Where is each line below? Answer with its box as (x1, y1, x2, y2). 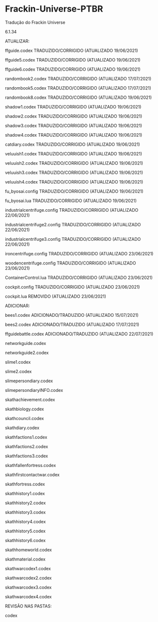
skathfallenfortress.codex (5, 462, 56, 468)
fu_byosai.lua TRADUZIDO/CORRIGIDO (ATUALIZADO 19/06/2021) (5, 198, 137, 203)
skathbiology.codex (5, 406, 45, 412)
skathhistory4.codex (5, 518, 46, 524)
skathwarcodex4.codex (5, 593, 52, 599)
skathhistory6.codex (5, 537, 46, 543)
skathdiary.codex (5, 425, 40, 431)
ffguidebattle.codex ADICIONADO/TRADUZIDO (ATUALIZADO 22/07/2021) (5, 331, 154, 337)
